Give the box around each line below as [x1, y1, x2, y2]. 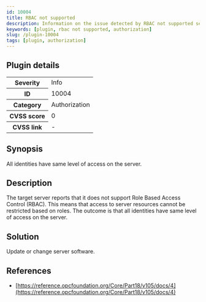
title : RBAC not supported [6, 15, 75, 21]
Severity [14, 78, 40, 87]
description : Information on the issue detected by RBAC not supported [6, 20, 193, 26]
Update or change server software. [6, 248, 95, 255]
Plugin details [6, 60, 60, 71]
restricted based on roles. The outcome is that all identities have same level [6, 207, 197, 215]
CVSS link [12, 123, 42, 131]
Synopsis [6, 144, 43, 154]
